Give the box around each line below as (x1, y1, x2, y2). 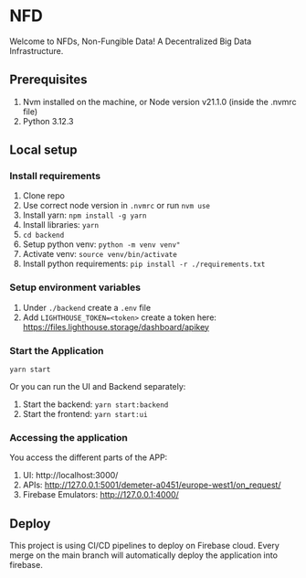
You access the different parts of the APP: (9, 452, 168, 463)
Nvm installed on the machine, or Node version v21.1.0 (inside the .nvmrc (22, 96, 297, 107)
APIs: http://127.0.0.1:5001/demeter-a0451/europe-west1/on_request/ (22, 479, 281, 490)
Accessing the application (9, 431, 128, 444)
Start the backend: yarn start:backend (22, 399, 169, 410)
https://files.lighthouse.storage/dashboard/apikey (22, 321, 210, 332)
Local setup (9, 143, 78, 158)
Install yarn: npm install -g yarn (22, 209, 147, 220)
